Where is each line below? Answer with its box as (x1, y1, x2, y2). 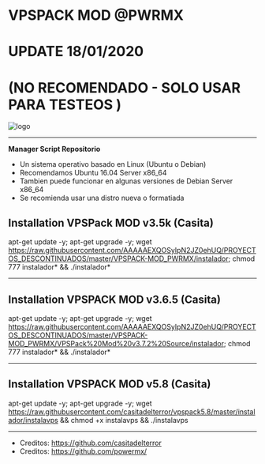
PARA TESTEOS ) (8, 96, 122, 113)
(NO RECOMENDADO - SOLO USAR (8, 78, 241, 96)
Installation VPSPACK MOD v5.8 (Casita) (8, 378, 211, 391)
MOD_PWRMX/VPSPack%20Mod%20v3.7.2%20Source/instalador (8, 338, 225, 348)
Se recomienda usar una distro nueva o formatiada (19, 193, 185, 203)
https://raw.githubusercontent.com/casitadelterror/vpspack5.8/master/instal (8, 406, 256, 417)
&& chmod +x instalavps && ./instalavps (60, 415, 188, 424)
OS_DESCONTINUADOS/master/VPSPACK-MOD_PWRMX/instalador (8, 254, 229, 263)
